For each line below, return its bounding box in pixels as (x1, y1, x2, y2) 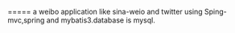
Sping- (204, 7, 227, 16)
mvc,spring (7, 15, 45, 25)
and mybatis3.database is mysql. (46, 15, 156, 25)
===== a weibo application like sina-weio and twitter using (7, 7, 203, 16)
